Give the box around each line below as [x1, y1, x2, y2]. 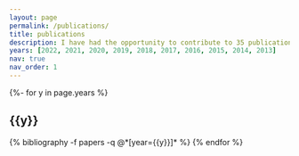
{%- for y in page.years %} [9, 86, 109, 98]
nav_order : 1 [9, 63, 58, 72]
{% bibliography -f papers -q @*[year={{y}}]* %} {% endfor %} [9, 136, 244, 147]
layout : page [9, 12, 58, 22]
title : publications [9, 29, 86, 38]
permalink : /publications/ [9, 21, 109, 30]
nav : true [9, 54, 46, 63]
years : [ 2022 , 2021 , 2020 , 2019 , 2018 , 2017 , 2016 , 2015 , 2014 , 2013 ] [9, 46, 277, 55]
